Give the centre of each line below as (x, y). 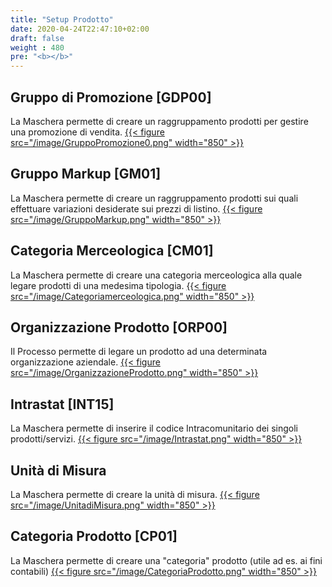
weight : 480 (37, 47)
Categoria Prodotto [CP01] (94, 536)
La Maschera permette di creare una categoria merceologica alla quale (156, 275)
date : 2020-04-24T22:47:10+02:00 (80, 29)
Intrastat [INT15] (62, 404)
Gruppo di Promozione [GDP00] (111, 97)
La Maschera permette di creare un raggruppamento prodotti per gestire (159, 121)
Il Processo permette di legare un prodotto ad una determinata (139, 352)
